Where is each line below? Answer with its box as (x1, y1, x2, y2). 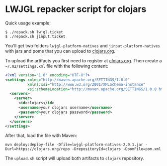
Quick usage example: (5, 20, 51, 26)
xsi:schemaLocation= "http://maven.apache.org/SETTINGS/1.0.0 (27, 86, 157, 92)
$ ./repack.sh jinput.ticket (5, 34, 66, 39)
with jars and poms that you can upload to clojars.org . (5, 48, 116, 54)
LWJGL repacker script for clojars (5, 3, 147, 15)
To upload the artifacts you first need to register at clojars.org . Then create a (5, 57, 162, 63)
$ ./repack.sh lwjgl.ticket (5, 29, 64, 34)
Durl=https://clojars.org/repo (5, 147, 70, 152)
